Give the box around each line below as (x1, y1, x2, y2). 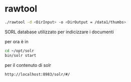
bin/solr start (5, 53, 37, 58)
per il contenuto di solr (5, 62, 51, 68)
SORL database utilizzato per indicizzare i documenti (5, 29, 114, 35)
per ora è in (5, 38, 29, 44)
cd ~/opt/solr (5, 48, 35, 53)
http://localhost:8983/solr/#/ (5, 71, 70, 77)
